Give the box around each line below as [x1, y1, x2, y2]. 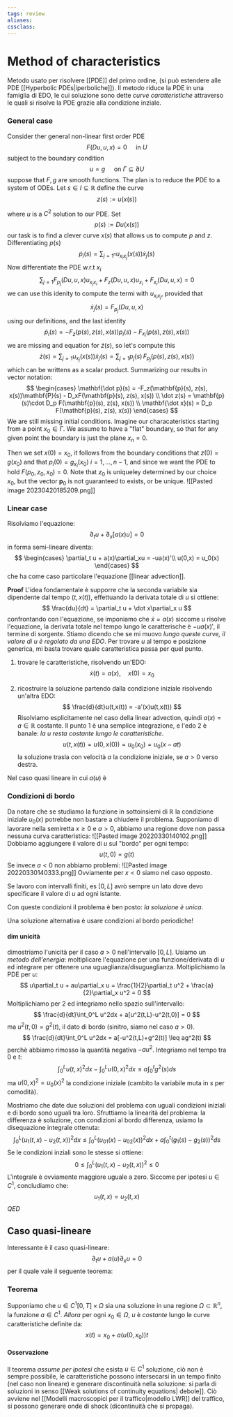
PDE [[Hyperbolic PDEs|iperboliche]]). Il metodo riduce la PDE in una [7, 84, 204, 92]
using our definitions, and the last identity [7, 316, 127, 325]
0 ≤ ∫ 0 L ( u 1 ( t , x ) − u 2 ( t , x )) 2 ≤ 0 [74, 1159, 159, 1170]
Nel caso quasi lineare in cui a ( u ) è [7, 773, 106, 782]
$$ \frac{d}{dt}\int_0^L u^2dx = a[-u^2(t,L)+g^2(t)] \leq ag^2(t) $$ [22, 1033, 211, 1041]
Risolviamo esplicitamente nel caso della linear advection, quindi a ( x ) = [17, 713, 222, 721]
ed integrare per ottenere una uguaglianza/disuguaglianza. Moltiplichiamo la [7, 962, 226, 971]
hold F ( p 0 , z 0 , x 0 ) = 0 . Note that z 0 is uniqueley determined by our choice [7, 468, 217, 478]
